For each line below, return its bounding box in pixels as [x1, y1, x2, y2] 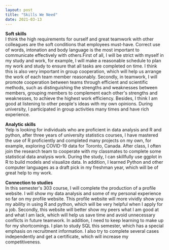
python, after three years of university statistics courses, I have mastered [5, 132, 158, 138]
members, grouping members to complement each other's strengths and [5, 90, 158, 96]
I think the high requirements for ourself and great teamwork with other [5, 36, 154, 42]
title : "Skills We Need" [5, 12, 58, 17]
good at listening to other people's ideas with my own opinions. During [5, 101, 153, 107]
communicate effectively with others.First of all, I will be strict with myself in [5, 52, 164, 58]
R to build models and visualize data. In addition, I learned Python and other [5, 159, 163, 165]
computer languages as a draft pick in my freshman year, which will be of [5, 164, 159, 170]
